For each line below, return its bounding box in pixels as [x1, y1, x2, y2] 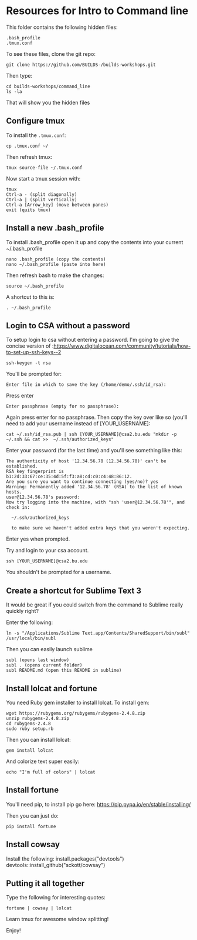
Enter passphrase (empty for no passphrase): [6, 404, 119, 409]
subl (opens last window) [6, 657, 69, 663]
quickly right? [6, 608, 39, 615]
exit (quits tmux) [6, 207, 51, 213]
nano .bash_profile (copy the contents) [6, 256, 107, 262]
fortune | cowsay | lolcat [6, 905, 72, 911]
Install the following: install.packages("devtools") [6, 855, 124, 862]
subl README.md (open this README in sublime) [6, 668, 122, 674]
